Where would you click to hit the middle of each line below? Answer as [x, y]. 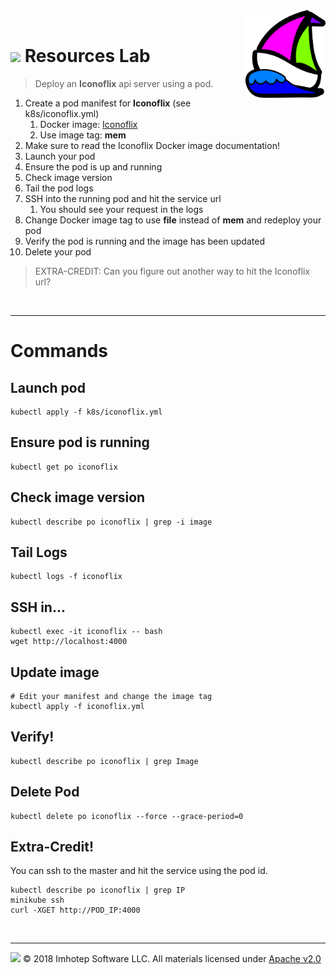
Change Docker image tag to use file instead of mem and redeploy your [173, 220]
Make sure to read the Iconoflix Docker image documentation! [152, 145]
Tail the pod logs [59, 188]
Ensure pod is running [80, 442]
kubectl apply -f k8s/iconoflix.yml [86, 412]
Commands [59, 351]
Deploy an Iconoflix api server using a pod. [124, 83]
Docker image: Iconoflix [88, 124]
